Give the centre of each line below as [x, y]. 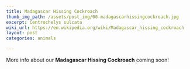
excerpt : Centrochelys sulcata [44, 22]
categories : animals [31, 38]
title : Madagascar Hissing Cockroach [52, 11]
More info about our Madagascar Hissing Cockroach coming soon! [88, 60]
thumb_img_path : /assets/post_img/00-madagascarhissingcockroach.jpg [93, 17]
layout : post [22, 33]
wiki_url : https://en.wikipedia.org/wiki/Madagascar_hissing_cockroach [95, 28]
